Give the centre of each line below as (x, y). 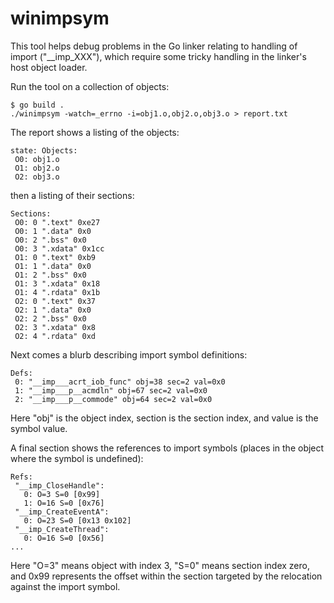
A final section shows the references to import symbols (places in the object (167, 448)
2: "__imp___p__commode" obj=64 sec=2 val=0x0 (113, 399)
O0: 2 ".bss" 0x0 (50, 240)
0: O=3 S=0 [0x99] (62, 494)
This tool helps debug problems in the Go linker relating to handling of (154, 46)
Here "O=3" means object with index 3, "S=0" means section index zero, (160, 565)
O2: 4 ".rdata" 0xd (55, 336)
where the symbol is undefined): (77, 458)
